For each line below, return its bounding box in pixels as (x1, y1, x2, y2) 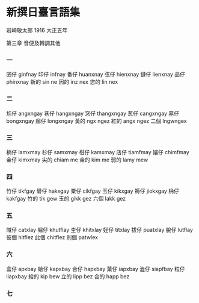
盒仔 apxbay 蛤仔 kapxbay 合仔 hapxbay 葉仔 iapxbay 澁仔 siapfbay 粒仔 (6, 265, 185, 272)
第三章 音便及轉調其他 (6, 39, 61, 46)
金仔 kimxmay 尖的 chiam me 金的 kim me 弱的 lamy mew (6, 156, 148, 163)
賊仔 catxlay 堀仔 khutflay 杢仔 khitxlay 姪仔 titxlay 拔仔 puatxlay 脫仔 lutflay (6, 226, 194, 234)
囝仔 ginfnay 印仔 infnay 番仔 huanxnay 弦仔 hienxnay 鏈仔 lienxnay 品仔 (6, 70, 185, 78)
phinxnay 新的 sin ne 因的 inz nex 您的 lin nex (6, 78, 118, 86)
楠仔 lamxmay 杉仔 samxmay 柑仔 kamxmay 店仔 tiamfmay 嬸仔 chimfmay (6, 148, 189, 155)
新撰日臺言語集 (6, 5, 81, 19)
